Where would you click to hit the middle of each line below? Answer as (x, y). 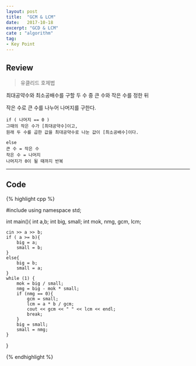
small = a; (30, 268)
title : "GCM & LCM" (31, 17)
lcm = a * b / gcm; (51, 304)
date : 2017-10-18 (30, 22)
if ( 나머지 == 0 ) (28, 120)
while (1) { (20, 278)
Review (20, 68)
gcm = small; (43, 299)
